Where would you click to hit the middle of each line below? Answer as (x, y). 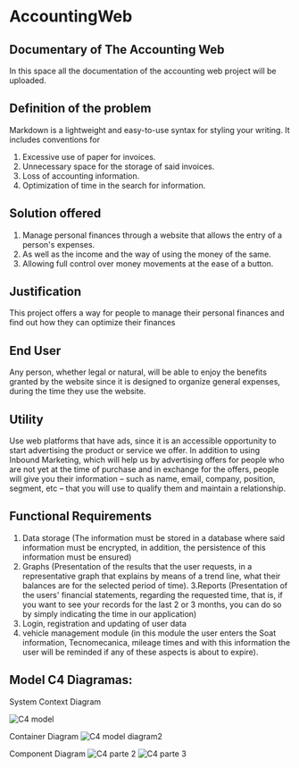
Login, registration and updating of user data (104, 623)
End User (35, 350)
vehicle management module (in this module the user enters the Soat (149, 633)
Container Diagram (44, 736)
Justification (46, 292)
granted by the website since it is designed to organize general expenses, (145, 382)
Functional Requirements (80, 516)
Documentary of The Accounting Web (117, 50)
